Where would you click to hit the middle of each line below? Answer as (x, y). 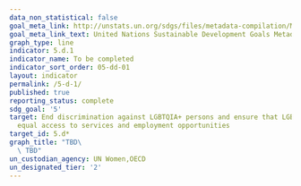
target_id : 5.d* (39, 134)
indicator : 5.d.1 (42, 51)
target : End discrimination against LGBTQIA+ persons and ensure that (144, 117)
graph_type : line (42, 42)
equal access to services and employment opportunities (124, 126)
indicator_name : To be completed (72, 59)
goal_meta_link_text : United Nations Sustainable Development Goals (140, 34)
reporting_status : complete (62, 101)
